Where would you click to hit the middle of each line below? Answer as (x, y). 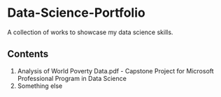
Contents (28, 54)
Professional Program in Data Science (72, 78)
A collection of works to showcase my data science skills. (90, 32)
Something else (40, 86)
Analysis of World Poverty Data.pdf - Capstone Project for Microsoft (116, 70)
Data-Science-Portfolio (76, 13)
